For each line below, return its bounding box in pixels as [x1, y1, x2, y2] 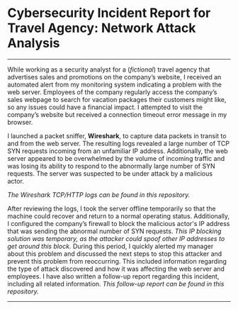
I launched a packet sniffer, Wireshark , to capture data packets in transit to [7, 131, 227, 140]
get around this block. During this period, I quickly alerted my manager [7, 242, 214, 250]
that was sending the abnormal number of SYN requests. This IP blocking [7, 227, 222, 235]
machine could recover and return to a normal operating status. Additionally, [7, 211, 230, 220]
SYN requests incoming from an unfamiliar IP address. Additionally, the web [7, 147, 228, 155]
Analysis [7, 35, 60, 51]
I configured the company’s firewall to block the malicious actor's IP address [7, 219, 230, 227]
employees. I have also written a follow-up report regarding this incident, [7, 271, 220, 281]
